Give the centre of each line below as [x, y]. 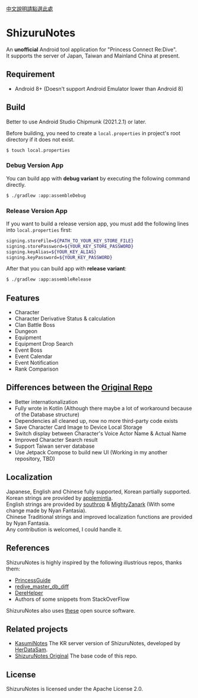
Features [23, 298]
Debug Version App [35, 165]
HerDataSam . [31, 650]
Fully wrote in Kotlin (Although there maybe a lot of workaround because [103, 408]
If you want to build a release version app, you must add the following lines [98, 224]
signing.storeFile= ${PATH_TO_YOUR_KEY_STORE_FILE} [70, 241]
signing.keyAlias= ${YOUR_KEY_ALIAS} [51, 252]
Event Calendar [33, 356]
